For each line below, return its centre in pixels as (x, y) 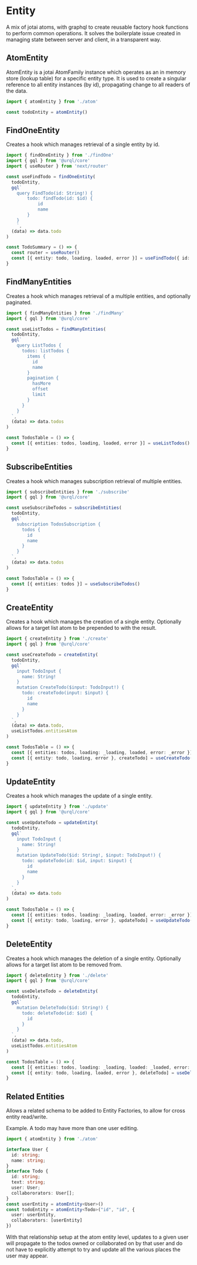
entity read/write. (27, 1117)
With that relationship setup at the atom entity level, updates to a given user (97, 1237)
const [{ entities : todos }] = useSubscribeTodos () (76, 584)
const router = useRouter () (46, 253)
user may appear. (27, 1256)
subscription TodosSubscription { (59, 524)
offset (40, 389)
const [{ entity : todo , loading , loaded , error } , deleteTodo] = (93, 1073)
